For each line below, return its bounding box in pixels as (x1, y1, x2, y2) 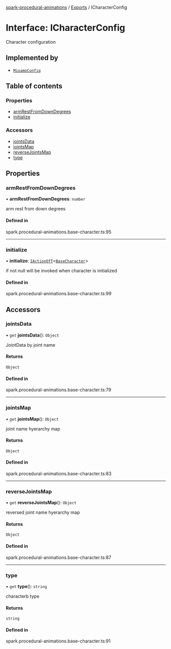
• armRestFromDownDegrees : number (6, 196, 86, 202)
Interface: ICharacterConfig (6, 22, 125, 34)
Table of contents (6, 82, 62, 90)
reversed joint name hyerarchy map (6, 509, 80, 515)
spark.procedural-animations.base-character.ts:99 (6, 291, 112, 297)
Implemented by (6, 53, 58, 63)
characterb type (6, 593, 40, 599)
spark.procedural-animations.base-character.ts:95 (6, 229, 112, 235)
